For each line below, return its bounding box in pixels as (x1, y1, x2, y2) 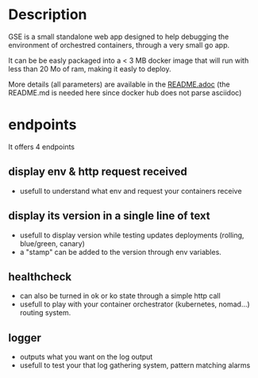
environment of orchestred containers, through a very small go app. (8, 40, 230, 49)
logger (8, 331, 42, 345)
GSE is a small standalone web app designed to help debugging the (8, 32, 229, 41)
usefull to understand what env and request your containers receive (19, 186, 242, 195)
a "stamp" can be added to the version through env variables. (19, 247, 222, 256)
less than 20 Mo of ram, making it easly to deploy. (8, 64, 171, 73)
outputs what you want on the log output (19, 352, 153, 362)
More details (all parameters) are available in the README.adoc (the (8, 79, 230, 89)
